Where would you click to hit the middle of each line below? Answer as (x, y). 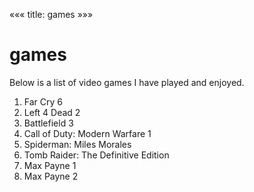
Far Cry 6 (43, 101)
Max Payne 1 (50, 165)
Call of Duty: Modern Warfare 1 (87, 133)
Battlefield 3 (48, 123)
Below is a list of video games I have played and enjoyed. (127, 82)
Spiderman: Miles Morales (77, 144)
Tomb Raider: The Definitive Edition (96, 155)
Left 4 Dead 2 (52, 112)
